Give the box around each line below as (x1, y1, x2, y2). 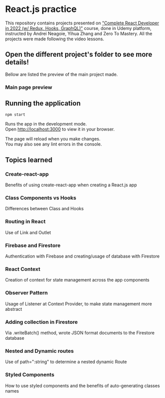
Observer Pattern (5, 289, 48, 296)
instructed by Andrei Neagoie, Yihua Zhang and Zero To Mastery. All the (5, 30, 153, 36)
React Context (5, 265, 41, 272)
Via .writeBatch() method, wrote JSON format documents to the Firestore (5, 330, 155, 336)
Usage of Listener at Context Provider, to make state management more (5, 300, 153, 307)
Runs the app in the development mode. (5, 121, 87, 127)
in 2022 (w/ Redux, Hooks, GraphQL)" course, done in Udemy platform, (5, 25, 152, 31)
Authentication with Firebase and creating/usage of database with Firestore (5, 253, 160, 260)
